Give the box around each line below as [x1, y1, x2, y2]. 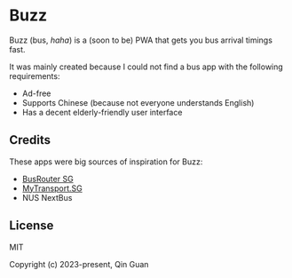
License [9, 218, 54, 234]
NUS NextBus [21, 192, 73, 203]
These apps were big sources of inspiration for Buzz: [9, 156, 203, 167]
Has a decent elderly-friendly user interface [21, 107, 183, 117]
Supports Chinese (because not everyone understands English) [21, 97, 255, 107]
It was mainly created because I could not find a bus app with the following [9, 61, 284, 72]
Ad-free [21, 88, 51, 99]
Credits [9, 132, 51, 147]
